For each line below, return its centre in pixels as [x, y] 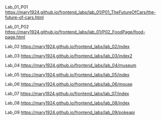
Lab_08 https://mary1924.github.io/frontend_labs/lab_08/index [67, 103]
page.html [15, 37]
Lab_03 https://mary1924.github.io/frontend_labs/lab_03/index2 [69, 56]
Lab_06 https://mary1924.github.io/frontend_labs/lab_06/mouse [69, 84]
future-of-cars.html [24, 17]
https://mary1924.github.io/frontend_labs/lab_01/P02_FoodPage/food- [75, 32]
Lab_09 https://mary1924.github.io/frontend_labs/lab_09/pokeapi [70, 112]
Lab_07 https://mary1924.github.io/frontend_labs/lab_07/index [67, 94]
